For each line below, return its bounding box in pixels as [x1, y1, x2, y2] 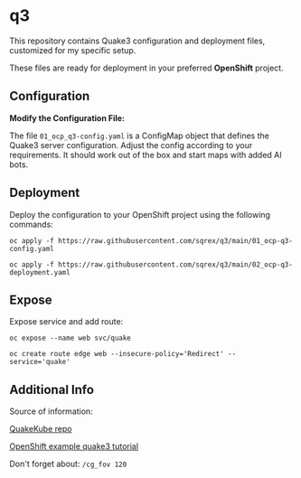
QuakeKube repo [9, 424, 72, 435]
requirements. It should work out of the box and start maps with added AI [9, 149, 282, 160]
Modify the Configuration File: [9, 112, 125, 123]
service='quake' [9, 358, 71, 367]
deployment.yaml [9, 267, 71, 276]
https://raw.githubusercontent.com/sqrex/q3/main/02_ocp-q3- [57, 259, 294, 269]
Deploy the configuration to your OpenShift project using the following [9, 209, 271, 220]
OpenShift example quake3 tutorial [9, 441, 138, 452]
